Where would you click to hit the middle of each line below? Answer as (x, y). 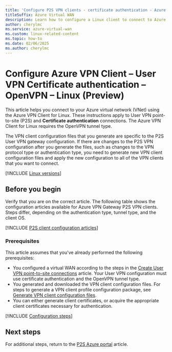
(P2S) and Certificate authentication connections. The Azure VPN (91, 121)
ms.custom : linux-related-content (42, 34)
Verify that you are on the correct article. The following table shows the (80, 202)
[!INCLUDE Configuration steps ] (39, 316)
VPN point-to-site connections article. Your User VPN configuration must (90, 273)
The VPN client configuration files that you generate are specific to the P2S (85, 136)
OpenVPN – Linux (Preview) (65, 95)
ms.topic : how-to (24, 39)
